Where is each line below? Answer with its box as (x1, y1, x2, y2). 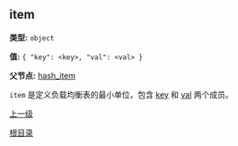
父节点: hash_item (9, 70, 76, 81)
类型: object (9, 31, 55, 43)
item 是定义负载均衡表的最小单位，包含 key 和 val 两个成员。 (9, 89, 234, 99)
